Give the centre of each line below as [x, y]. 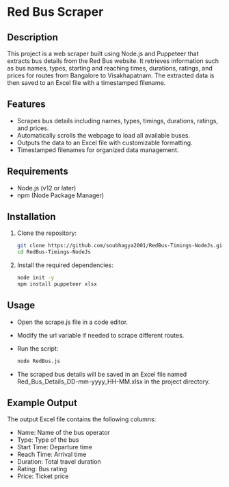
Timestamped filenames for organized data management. [98, 150]
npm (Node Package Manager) [60, 195]
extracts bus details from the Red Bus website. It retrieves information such [113, 61]
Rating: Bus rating [42, 469]
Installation [31, 217]
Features [26, 104]
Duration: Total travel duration [59, 462]
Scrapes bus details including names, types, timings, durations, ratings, [118, 121]
